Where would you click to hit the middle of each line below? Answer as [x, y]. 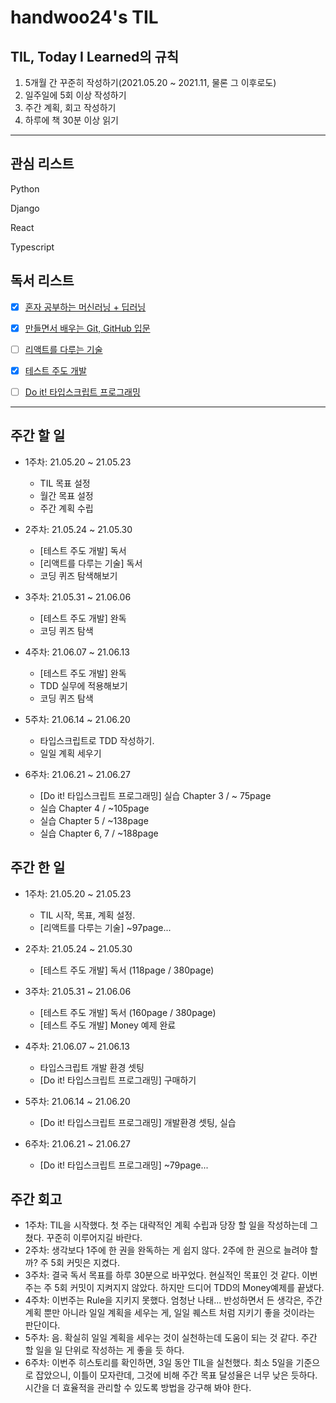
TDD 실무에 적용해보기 [83, 685]
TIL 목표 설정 [65, 483]
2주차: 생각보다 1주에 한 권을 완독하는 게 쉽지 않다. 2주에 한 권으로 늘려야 [166, 1250]
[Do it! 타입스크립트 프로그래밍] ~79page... [124, 1165]
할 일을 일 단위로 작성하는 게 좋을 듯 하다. [104, 1350]
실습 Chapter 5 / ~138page [94, 820]
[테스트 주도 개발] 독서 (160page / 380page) [128, 1012]
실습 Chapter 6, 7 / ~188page [99, 833]
